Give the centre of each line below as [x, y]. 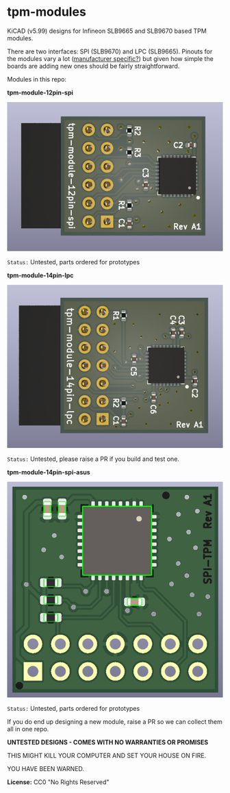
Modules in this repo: [37, 79]
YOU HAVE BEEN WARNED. [46, 769]
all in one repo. [28, 729]
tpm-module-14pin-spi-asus [49, 473]
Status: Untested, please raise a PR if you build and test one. [93, 459]
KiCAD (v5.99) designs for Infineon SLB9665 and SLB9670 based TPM [107, 31]
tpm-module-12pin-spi [40, 92]
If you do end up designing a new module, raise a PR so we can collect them [115, 722]
